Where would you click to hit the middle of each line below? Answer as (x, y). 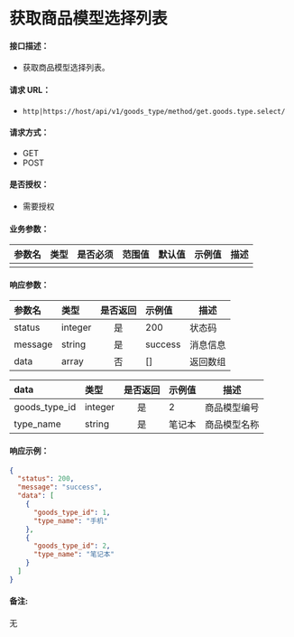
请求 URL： (30, 89)
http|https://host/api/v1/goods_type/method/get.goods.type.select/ (154, 111)
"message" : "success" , (60, 487)
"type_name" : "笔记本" (74, 555)
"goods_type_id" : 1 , (72, 512)
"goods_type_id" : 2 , (72, 546)
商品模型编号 (232, 407)
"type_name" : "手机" (70, 520)
